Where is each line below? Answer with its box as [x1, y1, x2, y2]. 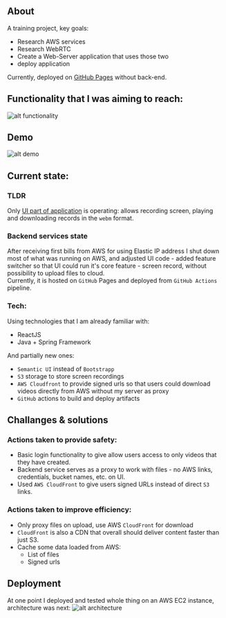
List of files [27, 550, 59, 558]
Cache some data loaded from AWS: [17, 542, 121, 551]
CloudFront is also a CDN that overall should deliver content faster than [17, 528, 220, 536]
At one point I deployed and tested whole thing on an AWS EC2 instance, [7, 596, 214, 604]
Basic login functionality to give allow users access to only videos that [17, 451, 217, 459]
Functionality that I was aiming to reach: [7, 93, 183, 105]
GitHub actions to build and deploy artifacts [17, 394, 140, 402]
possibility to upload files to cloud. [7, 269, 105, 277]
